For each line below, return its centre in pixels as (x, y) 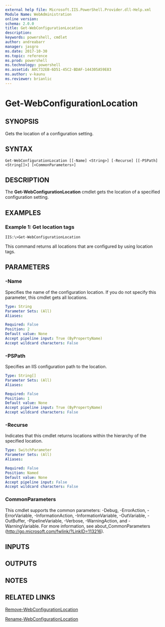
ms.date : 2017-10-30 (26, 51)
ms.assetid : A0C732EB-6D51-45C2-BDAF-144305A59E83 (58, 70)
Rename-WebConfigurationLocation (42, 619)
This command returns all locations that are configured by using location (79, 246)
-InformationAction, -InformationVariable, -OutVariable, (90, 515)
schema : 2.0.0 (20, 24)
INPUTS (17, 547)
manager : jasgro (22, 47)
